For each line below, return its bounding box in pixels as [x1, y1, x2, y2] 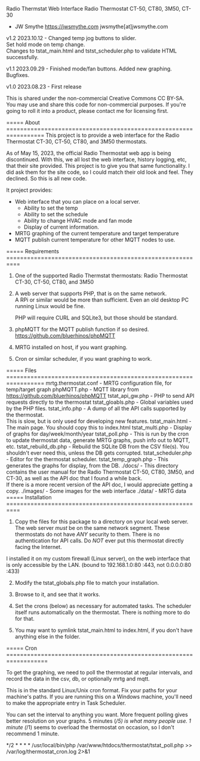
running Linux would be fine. [14, 303, 85, 309]
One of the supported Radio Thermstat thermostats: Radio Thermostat [14, 272, 188, 279]
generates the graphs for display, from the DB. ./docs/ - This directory [6, 462, 179, 469]
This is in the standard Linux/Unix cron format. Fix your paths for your [6, 687, 178, 694]
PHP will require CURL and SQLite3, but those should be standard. [14, 314, 178, 321]
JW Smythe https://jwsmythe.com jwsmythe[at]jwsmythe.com [14, 23, 168, 30]
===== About [6, 119, 40, 126]
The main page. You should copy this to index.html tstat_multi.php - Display [6, 424, 192, 431]
